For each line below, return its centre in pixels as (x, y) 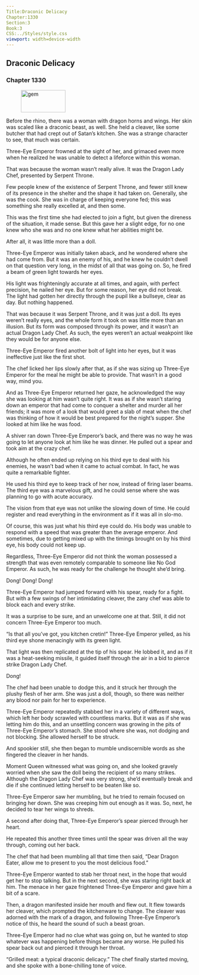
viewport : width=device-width (44, 39)
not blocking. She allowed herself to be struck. (63, 737)
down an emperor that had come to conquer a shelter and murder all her (94, 405)
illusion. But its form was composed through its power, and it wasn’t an (92, 326)
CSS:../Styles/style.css (37, 34)
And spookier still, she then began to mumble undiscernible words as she (96, 748)
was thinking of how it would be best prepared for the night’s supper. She (96, 418)
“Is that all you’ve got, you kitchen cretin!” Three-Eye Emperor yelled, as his (98, 634)
